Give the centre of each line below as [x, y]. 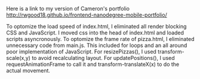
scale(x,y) [19, 58]
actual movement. [28, 70]
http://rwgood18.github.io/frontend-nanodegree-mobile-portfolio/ [87, 15]
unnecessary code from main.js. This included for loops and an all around [97, 45]
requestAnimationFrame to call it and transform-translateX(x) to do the [93, 64]
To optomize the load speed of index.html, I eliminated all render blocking [96, 26]
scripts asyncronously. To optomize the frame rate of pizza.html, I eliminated [100, 39]
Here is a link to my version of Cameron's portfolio [68, 9]
